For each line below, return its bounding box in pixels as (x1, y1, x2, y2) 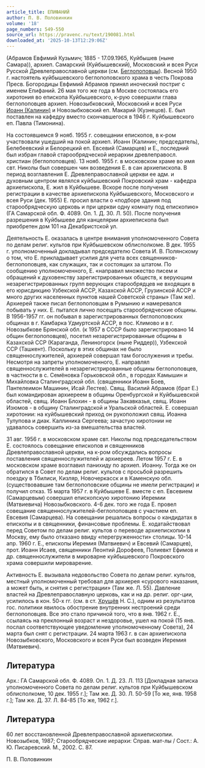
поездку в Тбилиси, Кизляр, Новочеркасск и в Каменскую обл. (6, 475, 173, 482)
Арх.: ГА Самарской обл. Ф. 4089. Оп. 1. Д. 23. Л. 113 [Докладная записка (6, 677, 198, 684)
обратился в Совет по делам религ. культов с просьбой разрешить (6, 468, 183, 475)
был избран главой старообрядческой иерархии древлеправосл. (6, 151, 177, 158)
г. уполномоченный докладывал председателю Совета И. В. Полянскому (6, 248, 199, 255)
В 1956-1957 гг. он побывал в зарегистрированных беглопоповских (6, 313, 183, 320)
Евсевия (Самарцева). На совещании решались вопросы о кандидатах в (6, 513, 198, 521)
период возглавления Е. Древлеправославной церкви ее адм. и (6, 171, 174, 178)
